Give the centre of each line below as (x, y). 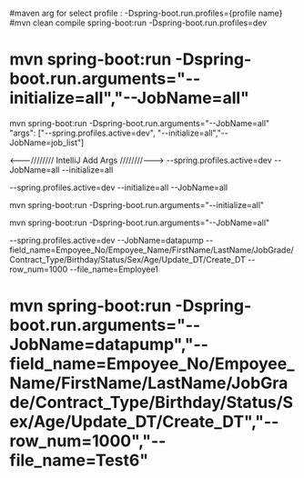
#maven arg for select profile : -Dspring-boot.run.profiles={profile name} (146, 13)
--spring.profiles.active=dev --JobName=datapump (107, 240)
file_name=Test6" (79, 460)
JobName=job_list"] (47, 142)
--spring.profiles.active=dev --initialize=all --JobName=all (119, 187)
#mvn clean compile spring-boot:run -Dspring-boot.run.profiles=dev (138, 23)
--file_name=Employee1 (114, 269)
